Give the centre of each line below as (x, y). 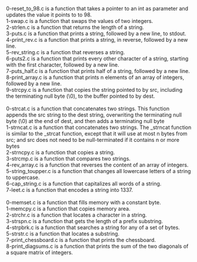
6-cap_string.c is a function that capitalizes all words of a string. (84, 184)
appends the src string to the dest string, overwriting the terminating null (94, 115)
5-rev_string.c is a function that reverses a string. (66, 52)
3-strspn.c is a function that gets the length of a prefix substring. (85, 221)
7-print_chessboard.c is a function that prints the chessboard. (81, 240)
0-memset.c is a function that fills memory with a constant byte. (84, 202)
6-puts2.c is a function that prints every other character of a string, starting (97, 59)
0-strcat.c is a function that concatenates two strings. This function (88, 109)
